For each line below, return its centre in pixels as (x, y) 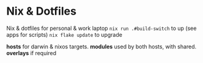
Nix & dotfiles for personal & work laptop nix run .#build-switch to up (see (102, 28)
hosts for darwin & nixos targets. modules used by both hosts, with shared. (102, 46)
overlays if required (31, 53)
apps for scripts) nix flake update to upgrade (64, 34)
